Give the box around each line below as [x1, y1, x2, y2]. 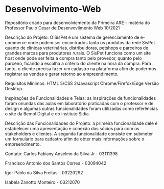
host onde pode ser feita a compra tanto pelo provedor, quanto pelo [5, 55, 142, 61]
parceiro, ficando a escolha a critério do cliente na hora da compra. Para [5, 60, 151, 66]
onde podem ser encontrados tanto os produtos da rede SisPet [27, 39, 155, 45]
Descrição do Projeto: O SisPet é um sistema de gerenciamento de [5, 34, 140, 40]
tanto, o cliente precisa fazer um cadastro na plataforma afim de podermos [5, 65, 157, 72]
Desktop [5, 85, 22, 91]
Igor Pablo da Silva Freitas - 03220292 [5, 169, 83, 175]
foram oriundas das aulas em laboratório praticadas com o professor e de [5, 100, 154, 106]
